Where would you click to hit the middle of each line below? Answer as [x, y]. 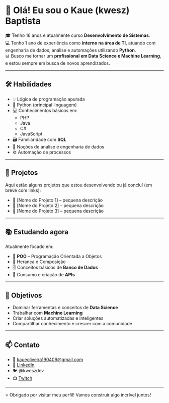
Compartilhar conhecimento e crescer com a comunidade [72, 324]
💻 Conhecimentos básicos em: [45, 110]
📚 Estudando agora [37, 232]
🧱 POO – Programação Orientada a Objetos [57, 257]
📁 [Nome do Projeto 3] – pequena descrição [58, 211]
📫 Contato [23, 345]
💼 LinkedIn [23, 365]
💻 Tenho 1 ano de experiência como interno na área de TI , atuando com [80, 43]
